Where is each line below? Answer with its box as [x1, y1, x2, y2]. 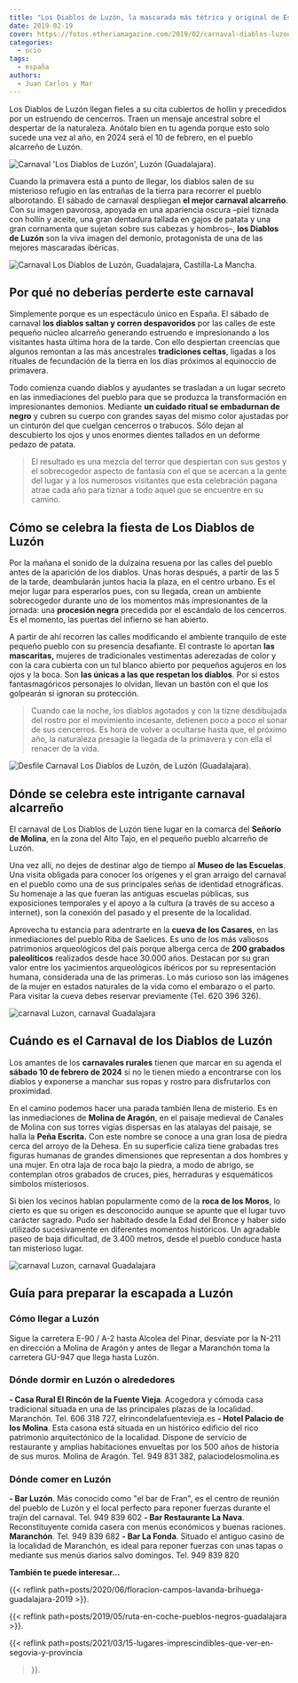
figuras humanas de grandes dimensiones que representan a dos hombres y [9, 1149, 288, 1161]
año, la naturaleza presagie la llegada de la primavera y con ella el [30, 734, 272, 745]
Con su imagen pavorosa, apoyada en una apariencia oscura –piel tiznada [9, 204, 279, 214]
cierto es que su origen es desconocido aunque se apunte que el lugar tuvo [9, 1204, 286, 1215]
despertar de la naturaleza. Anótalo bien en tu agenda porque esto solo [9, 122, 271, 133]
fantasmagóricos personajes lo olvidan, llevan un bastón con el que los [9, 679, 269, 689]
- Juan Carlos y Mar [17, 79, 93, 88]
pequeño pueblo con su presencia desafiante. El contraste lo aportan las [9, 641, 275, 652]
